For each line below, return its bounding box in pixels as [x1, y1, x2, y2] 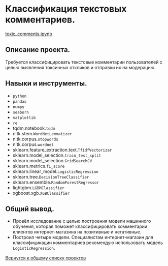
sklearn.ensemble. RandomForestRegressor [12, 179, 99, 185]
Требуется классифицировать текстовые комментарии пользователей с [5, 59, 162, 65]
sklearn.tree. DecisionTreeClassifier [12, 173, 89, 180]
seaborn [12, 110, 29, 115]
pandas [12, 99, 27, 104]
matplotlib [12, 115, 36, 120]
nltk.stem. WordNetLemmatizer [12, 130, 72, 136]
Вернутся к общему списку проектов [5, 255, 86, 261]
